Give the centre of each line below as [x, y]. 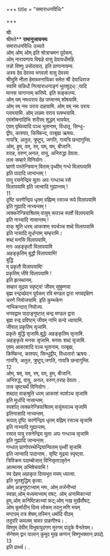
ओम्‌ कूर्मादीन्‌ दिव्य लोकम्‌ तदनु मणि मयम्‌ [43, 507]
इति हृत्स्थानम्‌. [20, 280]
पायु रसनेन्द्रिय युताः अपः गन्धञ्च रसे [39, 180]
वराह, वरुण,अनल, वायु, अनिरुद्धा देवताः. [43, 153]
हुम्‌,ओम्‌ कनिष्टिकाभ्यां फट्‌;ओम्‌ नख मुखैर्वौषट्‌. [49, 501]
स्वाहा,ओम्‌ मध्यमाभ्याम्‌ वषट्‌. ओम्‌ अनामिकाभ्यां [48, 494]
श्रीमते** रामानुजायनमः [27, 39]
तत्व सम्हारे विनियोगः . [26, 160]
